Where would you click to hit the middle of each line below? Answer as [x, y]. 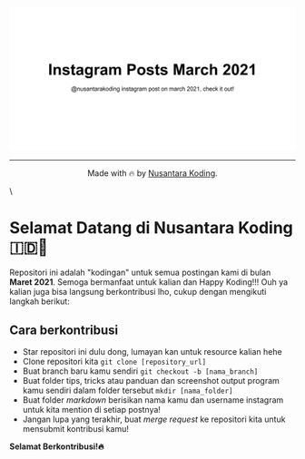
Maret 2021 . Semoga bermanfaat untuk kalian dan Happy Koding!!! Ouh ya [149, 282]
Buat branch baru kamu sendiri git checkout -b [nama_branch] [140, 371]
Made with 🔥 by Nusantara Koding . [152, 173]
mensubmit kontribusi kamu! [76, 429]
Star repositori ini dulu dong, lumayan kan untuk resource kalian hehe [152, 352]
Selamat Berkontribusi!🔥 [57, 446]
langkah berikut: [39, 301]
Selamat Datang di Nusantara [122, 227]
